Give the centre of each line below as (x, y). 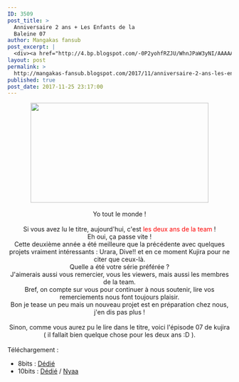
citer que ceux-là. (119, 259)
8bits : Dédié (36, 364)
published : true (31, 80)
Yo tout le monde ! (119, 214)
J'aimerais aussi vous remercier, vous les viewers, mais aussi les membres (119, 275)
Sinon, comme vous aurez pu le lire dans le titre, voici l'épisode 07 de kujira (119, 327)
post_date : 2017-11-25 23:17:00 (55, 87)
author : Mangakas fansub (44, 40)
